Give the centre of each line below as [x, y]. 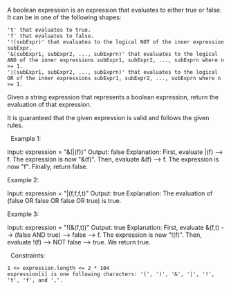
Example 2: [23, 180]
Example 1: [26, 138]
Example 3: [23, 214]
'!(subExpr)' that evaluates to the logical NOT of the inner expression [116, 42]
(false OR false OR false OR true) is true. [64, 201]
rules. [15, 125]
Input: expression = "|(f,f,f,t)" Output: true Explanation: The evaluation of [110, 193]
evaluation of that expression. [49, 104]
